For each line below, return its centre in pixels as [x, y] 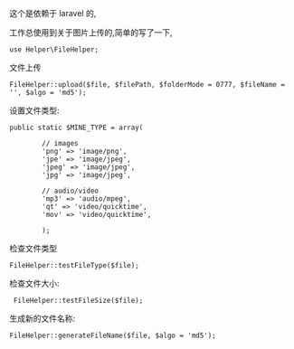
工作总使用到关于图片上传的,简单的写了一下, [91, 33]
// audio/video [71, 191]
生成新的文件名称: [43, 318]
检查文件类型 [33, 248]
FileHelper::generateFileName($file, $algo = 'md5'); [113, 335]
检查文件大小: [35, 283]
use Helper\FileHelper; [54, 50]
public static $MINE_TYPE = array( [76, 127]
